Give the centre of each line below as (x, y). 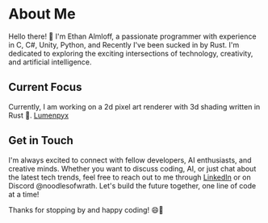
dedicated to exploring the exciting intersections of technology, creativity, (131, 53)
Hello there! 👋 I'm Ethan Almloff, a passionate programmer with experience (132, 36)
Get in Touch (41, 140)
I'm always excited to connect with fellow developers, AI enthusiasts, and (130, 160)
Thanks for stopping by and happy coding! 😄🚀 (86, 209)
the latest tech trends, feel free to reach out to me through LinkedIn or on (130, 177)
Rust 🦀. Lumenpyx (39, 115)
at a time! (24, 194)
